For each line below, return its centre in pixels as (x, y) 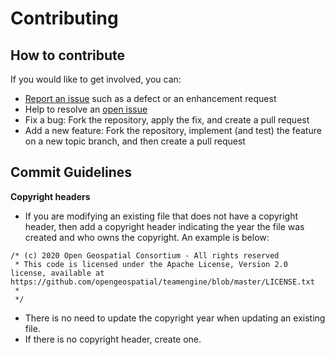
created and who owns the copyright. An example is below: (147, 237)
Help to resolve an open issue (86, 109)
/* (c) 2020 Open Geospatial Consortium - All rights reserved (145, 255)
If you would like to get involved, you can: (96, 79)
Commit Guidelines (71, 172)
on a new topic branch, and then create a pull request (135, 141)
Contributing (64, 18)
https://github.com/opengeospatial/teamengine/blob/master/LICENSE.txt (162, 282)
